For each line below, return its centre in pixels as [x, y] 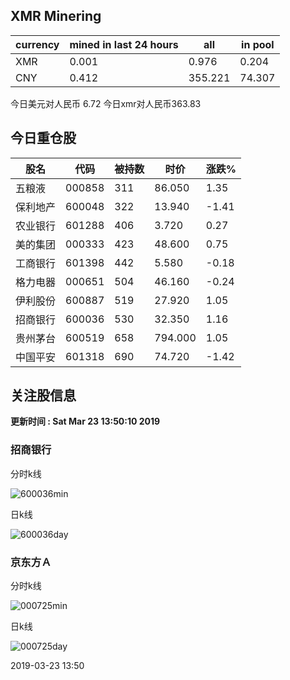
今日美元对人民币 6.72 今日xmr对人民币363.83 [106, 103]
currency [37, 44]
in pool [258, 44]
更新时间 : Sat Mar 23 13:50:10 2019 [85, 421]
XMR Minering [56, 16]
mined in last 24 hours [124, 44]
